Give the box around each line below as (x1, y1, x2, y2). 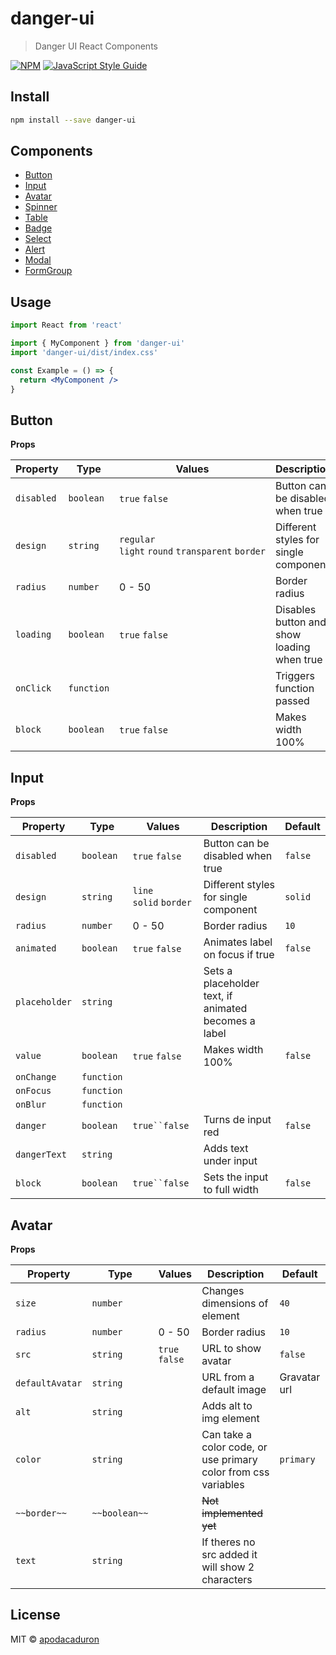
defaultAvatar (15, 1377, 83, 1389)
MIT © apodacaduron (10, 1633, 100, 1645)
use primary (201, 1452, 258, 1466)
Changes (201, 1283, 245, 1297)
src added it (201, 1547, 258, 1561)
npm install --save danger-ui (10, 115, 137, 125)
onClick (15, 683, 52, 694)
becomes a (203, 1014, 256, 1028)
